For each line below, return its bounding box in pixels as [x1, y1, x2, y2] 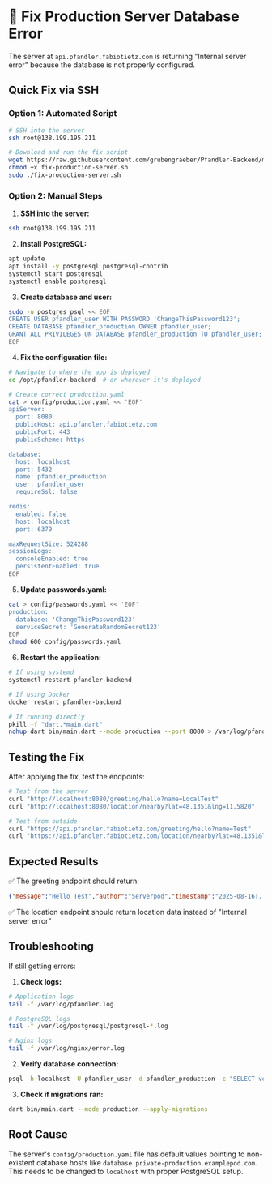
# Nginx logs [8, 1037, 53, 1045]
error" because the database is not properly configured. [8, 60, 196, 70]
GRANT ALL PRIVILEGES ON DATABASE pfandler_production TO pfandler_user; [8, 330, 263, 339]
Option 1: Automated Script [8, 108, 117, 119]
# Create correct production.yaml [8, 390, 125, 398]
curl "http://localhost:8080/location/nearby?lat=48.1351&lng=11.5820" [8, 802, 255, 810]
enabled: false [15, 510, 67, 518]
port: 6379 [15, 525, 53, 534]
